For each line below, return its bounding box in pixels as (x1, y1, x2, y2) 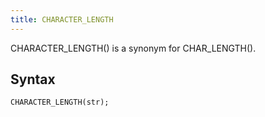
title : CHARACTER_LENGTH (10, 14, 114, 25)
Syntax (10, 71, 56, 88)
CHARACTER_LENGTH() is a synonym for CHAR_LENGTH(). (10, 42, 257, 54)
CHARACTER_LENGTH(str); (10, 97, 110, 108)
